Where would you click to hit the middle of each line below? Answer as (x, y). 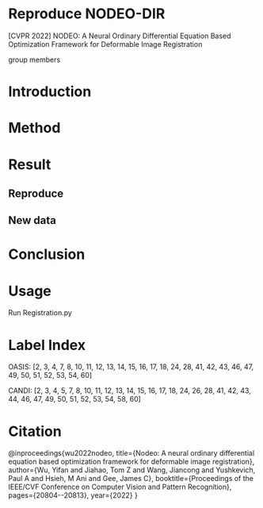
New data (32, 220)
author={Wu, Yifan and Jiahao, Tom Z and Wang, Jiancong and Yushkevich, (132, 470)
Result (30, 164)
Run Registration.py (40, 313)
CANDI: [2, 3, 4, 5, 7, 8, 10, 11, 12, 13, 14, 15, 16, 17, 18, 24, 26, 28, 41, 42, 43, (130, 391)
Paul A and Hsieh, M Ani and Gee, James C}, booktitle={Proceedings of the (131, 479)
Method (34, 128)
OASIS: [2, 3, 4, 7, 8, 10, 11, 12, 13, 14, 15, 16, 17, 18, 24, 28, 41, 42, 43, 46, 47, (131, 367)
